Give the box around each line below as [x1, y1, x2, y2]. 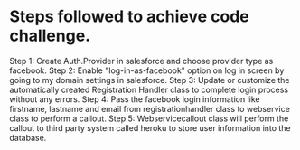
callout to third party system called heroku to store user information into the [9, 122, 291, 133]
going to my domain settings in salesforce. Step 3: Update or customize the [9, 74, 291, 85]
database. [9, 132, 47, 143]
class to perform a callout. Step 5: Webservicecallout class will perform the [9, 113, 289, 124]
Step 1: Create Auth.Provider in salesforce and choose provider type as [9, 55, 274, 66]
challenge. [9, 25, 91, 46]
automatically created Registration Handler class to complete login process [9, 84, 289, 95]
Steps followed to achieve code [9, 6, 250, 27]
